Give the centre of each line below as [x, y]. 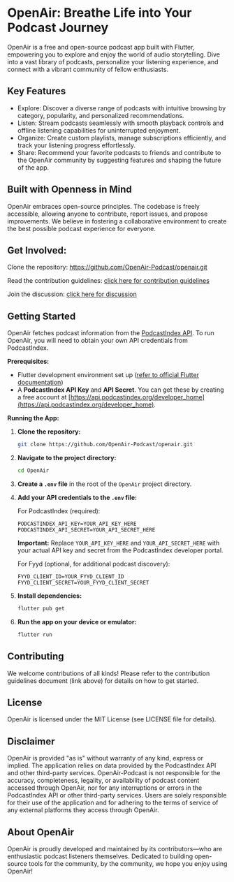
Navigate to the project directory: [67, 458]
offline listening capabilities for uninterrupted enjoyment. [99, 130]
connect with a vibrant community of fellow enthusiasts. [88, 69]
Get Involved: [37, 250]
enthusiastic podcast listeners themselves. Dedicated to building [100, 856]
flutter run [35, 634]
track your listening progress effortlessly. [76, 145]
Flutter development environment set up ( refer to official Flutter [108, 375]
